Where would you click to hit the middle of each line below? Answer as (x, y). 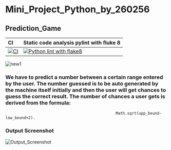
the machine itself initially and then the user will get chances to (86, 90)
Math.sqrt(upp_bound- (138, 114)
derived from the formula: (38, 102)
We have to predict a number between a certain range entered (84, 77)
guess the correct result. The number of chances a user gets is (85, 96)
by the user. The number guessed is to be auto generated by (82, 83)
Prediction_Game (33, 28)
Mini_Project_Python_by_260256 (78, 9)
